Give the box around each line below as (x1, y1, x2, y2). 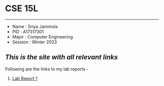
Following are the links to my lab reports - (5, 66, 89, 72)
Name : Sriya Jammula (12, 23, 58, 29)
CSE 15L (5, 3, 39, 14)
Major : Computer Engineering (12, 34, 73, 39)
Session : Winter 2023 (12, 39, 57, 45)
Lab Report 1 (12, 75, 38, 81)
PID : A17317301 (12, 29, 44, 34)
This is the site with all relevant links (5, 53, 118, 61)
